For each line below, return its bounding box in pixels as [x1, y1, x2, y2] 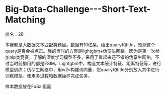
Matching [5, 14, 46, 25]
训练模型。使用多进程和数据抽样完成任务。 [5, 73, 92, 79]
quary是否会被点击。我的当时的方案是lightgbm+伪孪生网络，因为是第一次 [5, 48, 156, 54]
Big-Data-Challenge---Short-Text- [5, 3, 151, 15]
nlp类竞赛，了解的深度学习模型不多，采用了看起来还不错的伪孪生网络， [9, 54, 156, 60]
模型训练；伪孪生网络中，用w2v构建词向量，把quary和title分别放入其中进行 [5, 66, 160, 73]
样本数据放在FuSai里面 [5, 83, 52, 89]
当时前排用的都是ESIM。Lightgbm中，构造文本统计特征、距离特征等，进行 [9, 60, 162, 66]
